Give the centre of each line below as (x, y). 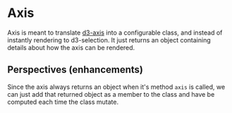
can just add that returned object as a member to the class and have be (111, 94)
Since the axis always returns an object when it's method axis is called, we (116, 87)
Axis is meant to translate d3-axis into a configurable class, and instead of (115, 32)
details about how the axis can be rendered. (71, 47)
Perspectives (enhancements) (75, 70)
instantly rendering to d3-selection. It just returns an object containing (109, 40)
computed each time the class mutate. (63, 102)
